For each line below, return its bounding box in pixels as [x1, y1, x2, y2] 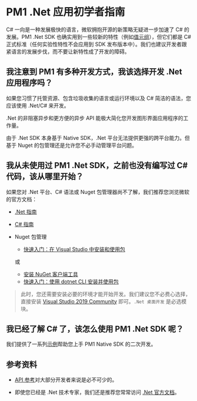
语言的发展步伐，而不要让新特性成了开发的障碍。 [11, 48, 130, 55]
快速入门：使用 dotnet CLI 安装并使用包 [23, 278, 119, 285]
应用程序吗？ [6, 78, 53, 88]
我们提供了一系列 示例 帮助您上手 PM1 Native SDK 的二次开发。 [6, 340, 156, 347]
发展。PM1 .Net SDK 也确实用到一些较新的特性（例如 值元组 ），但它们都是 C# [6, 33, 191, 40]
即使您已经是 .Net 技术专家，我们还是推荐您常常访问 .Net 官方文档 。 [14, 389, 181, 396]
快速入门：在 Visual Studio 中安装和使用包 [23, 245, 125, 253]
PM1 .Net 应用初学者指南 [6, 5, 125, 19]
